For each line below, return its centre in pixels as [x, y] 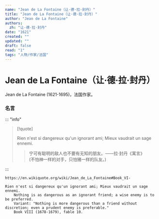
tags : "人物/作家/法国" [27, 55]
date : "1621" [18, 32]
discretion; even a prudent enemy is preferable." [57, 208]
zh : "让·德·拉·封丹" [28, 28]
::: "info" [13, 119]
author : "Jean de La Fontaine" [36, 18]
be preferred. [19, 199]
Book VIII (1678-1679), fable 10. [48, 212]
